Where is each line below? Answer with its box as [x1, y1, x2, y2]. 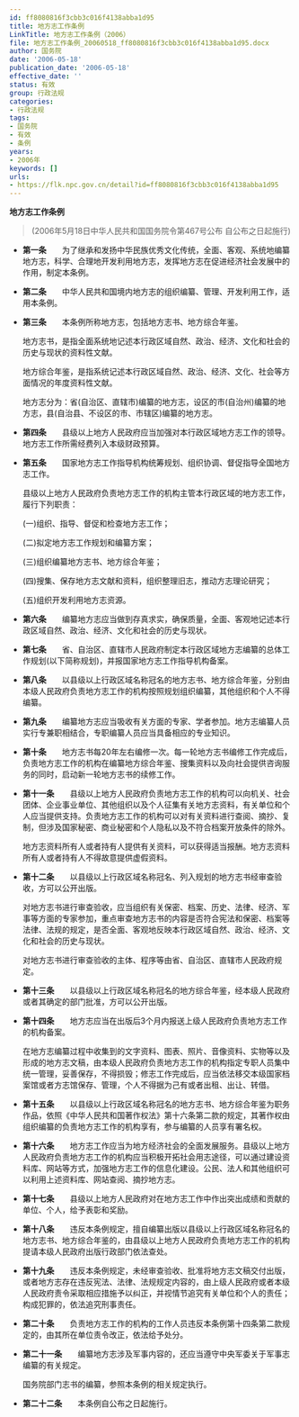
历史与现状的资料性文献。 [22, 347, 118, 358]
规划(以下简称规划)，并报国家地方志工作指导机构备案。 [30, 655, 233, 666]
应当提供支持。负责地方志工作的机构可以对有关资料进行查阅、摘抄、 [30, 811, 283, 822]
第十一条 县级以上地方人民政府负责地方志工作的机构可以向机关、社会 [22, 789, 290, 799]
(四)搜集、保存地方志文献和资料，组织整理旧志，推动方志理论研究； [22, 575, 273, 586]
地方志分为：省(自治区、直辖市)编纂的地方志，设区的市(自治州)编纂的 [22, 397, 278, 408]
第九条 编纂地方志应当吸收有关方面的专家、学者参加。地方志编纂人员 [22, 717, 290, 727]
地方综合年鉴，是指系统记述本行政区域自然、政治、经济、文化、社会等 [22, 366, 283, 377]
